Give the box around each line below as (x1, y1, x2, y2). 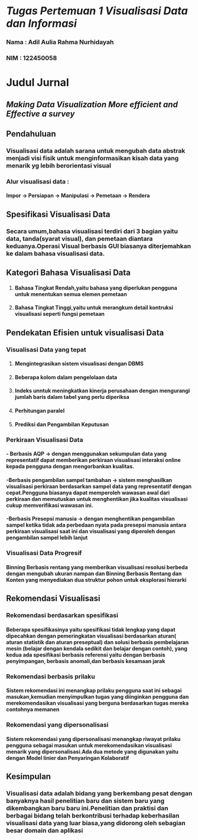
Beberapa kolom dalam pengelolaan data (14, 373, 118, 381)
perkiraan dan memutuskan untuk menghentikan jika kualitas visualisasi (6, 495, 188, 502)
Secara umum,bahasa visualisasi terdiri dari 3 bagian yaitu (6, 227, 178, 235)
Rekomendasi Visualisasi (6, 594, 100, 604)
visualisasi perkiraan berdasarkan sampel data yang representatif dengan (6, 483, 192, 490)
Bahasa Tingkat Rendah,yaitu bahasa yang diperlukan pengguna (14, 284, 177, 291)
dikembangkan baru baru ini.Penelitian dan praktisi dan (6, 804, 168, 813)
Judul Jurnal (6, 76, 69, 90)
